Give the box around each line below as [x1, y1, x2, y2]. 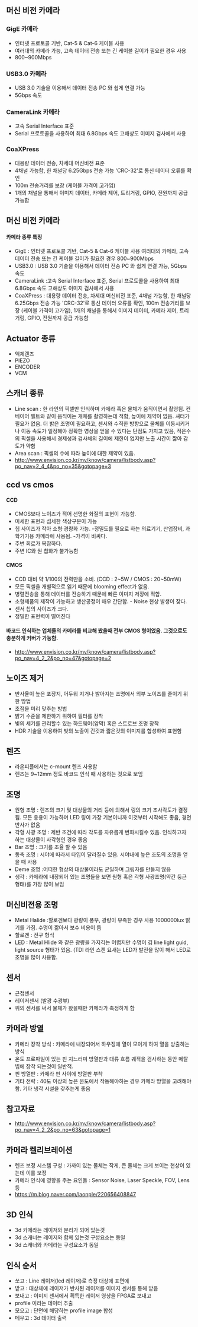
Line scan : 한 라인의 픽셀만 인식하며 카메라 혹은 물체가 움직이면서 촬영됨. [14, 405, 185, 412]
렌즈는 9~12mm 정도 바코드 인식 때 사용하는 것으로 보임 [14, 771, 143, 778]
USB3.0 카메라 [6, 69, 47, 78]
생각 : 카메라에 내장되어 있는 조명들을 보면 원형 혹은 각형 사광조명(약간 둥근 [14, 873, 187, 881]
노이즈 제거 [6, 673, 44, 683]
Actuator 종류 [6, 333, 56, 343]
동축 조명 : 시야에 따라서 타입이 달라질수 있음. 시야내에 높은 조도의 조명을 [14, 851, 182, 858]
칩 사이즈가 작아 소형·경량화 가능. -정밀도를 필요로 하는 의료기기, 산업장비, [14, 525, 184, 533]
